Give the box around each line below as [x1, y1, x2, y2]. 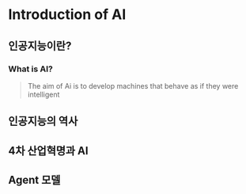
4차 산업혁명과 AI [8, 144, 89, 158]
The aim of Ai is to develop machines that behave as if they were [27, 81, 239, 90]
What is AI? [8, 63, 53, 74]
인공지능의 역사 [8, 115, 78, 128]
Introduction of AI [8, 6, 127, 24]
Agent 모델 [8, 173, 61, 187]
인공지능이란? [8, 39, 72, 52]
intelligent [27, 89, 60, 99]
